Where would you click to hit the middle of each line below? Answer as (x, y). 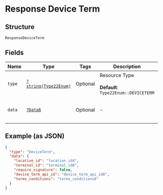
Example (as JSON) (35, 136)
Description (127, 66)
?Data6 (33, 110)
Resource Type (117, 75)
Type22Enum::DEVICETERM (127, 93)
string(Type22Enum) (49, 86)
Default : (109, 87)
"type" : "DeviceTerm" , (32, 152)
